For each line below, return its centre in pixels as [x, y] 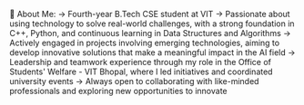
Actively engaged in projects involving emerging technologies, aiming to [145, 43]
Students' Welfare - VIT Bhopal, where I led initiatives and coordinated [141, 72]
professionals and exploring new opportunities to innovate [118, 91]
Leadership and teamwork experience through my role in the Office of [140, 62]
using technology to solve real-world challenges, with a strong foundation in [152, 24]
